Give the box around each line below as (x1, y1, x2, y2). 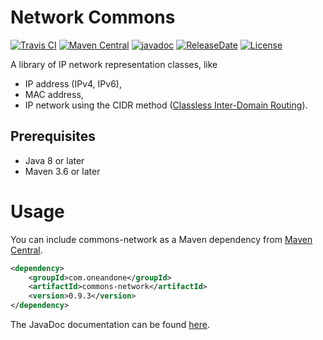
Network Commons (10, 6, 176, 29)
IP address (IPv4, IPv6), (24, 77, 122, 90)
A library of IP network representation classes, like (10, 58, 218, 70)
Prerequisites (10, 128, 96, 145)
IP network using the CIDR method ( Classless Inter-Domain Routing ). (24, 99, 308, 111)
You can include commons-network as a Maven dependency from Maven (10, 233, 313, 245)
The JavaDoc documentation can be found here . (10, 319, 210, 331)
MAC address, (24, 88, 84, 100)
